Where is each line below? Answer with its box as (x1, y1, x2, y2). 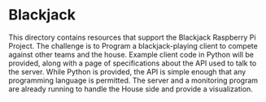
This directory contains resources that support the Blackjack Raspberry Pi (8, 32, 256, 42)
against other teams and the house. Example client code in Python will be (8, 49, 255, 59)
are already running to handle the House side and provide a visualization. (8, 83, 254, 94)
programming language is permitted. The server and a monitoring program (8, 75, 259, 85)
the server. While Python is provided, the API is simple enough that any (8, 66, 246, 76)
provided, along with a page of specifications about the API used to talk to (8, 58, 257, 68)
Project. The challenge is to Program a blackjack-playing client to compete (8, 40, 258, 50)
